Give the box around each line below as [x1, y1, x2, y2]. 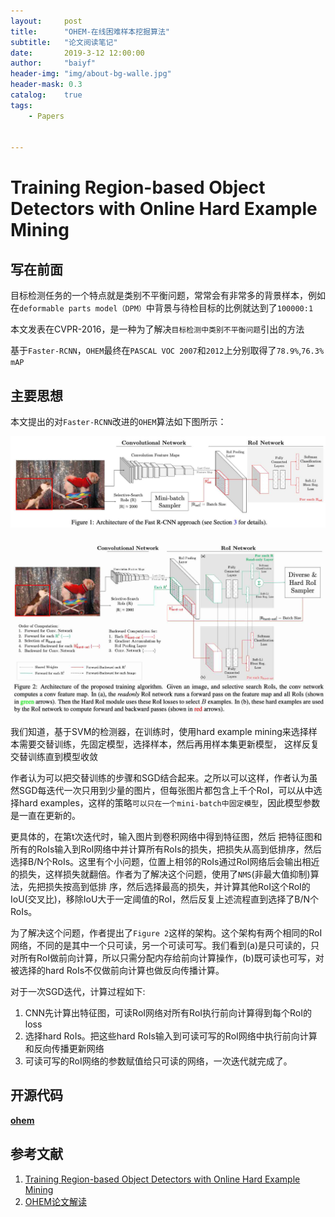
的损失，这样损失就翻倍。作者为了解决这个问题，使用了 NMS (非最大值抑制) [10, 868, 311, 880]
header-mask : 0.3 [10, 80, 83, 90]
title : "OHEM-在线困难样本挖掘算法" [10, 26, 170, 37]
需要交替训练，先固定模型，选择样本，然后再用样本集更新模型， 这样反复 [18, 738, 320, 750]
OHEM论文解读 [24, 1195, 87, 1207]
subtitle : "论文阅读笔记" [10, 37, 118, 47]
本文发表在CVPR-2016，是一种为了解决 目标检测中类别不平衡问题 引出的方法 [10, 323, 305, 335]
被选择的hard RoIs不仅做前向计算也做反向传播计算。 [10, 965, 225, 977]
